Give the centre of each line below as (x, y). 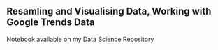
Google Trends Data (51, 23)
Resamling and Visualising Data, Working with (109, 11)
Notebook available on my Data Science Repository (80, 39)
